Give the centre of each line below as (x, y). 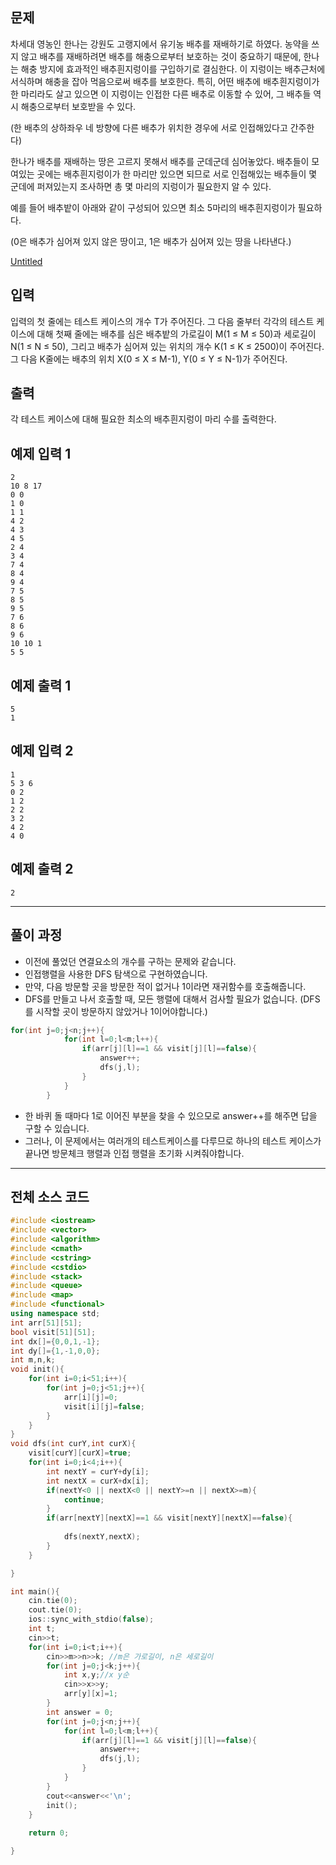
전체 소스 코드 (50, 1196)
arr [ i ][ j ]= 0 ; (90, 1397)
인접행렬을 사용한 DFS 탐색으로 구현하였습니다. (116, 974)
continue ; (84, 1499)
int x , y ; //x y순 (96, 1675)
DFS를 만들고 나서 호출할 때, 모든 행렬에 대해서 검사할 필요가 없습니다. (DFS (172, 999)
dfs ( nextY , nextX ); (102, 1537)
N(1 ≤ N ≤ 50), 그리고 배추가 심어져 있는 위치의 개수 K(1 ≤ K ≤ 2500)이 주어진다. (167, 346)
